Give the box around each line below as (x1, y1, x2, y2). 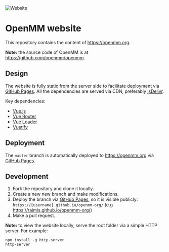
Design (5, 69, 28, 78)
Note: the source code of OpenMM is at (5, 49, 89, 55)
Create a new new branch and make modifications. (12, 191, 119, 197)
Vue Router (12, 113, 36, 119)
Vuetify (12, 124, 28, 130)
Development (5, 172, 49, 181)
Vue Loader (12, 119, 37, 125)
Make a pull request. (12, 212, 56, 219)
